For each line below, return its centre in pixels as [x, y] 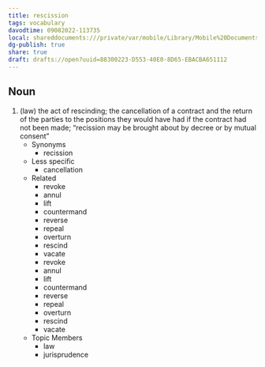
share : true [28, 52]
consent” [34, 136]
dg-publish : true [37, 45]
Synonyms [49, 144]
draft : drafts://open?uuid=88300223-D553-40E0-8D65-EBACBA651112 [118, 60]
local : [19, 38]
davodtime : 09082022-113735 [54, 30]
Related [44, 178]
